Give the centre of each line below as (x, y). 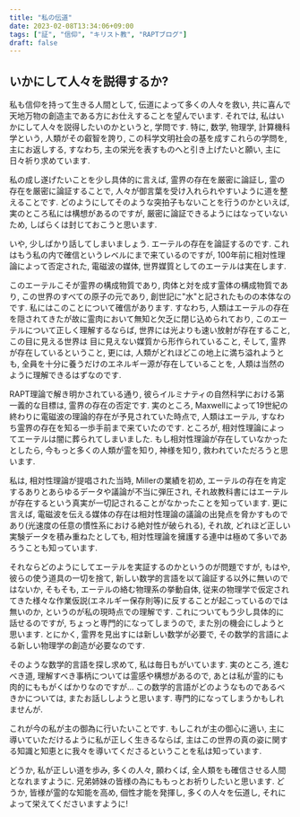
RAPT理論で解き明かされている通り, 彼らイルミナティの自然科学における (143, 394)
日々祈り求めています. (50, 161)
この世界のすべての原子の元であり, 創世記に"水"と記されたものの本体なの (156, 296)
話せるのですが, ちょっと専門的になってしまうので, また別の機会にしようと (147, 623)
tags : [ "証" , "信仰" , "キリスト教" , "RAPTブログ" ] (99, 34)
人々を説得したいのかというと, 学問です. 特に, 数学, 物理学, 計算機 (161, 127)
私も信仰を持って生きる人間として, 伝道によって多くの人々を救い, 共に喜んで (150, 105)
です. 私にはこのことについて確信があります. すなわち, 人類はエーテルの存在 (149, 308)
